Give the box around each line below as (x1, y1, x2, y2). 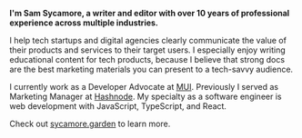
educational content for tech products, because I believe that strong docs (9, 54, 285, 64)
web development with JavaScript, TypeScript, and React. (9, 101, 227, 112)
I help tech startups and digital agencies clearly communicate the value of (9, 35, 287, 45)
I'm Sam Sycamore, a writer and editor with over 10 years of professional (9, 8, 290, 18)
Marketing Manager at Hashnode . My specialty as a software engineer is (9, 91, 282, 102)
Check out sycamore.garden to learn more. (9, 118, 171, 129)
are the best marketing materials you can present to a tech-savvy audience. (9, 64, 294, 74)
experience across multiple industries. (9, 17, 159, 28)
